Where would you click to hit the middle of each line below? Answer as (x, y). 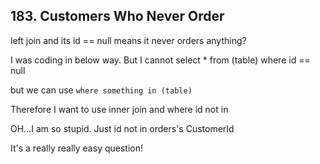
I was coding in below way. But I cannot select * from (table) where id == (160, 60)
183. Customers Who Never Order (117, 16)
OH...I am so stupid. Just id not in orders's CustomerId (122, 128)
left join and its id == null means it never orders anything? (128, 40)
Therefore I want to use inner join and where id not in (119, 109)
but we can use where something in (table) (101, 90)
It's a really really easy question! (76, 148)
